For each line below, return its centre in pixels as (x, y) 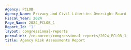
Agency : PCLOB (19, 9)
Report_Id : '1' (20, 27)
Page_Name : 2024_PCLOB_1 (30, 23)
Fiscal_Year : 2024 (23, 18)
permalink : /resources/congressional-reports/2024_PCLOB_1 (66, 36)
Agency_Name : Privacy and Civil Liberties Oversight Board (66, 14)
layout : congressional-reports (36, 31)
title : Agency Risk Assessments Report (45, 40)
